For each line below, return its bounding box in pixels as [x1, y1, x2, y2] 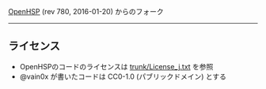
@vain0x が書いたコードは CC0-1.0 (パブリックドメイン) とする [19, 72, 227, 81]
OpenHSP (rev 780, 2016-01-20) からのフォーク [8, 7, 164, 16]
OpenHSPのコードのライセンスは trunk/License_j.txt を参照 [19, 61, 214, 71]
